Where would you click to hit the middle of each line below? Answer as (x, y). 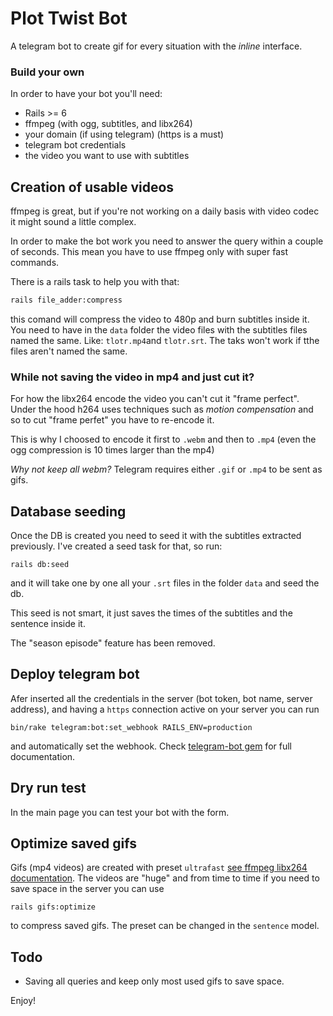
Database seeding (68, 511)
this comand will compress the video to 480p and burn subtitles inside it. (160, 319)
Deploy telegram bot (75, 674)
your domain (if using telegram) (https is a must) (124, 134)
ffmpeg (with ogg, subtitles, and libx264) (108, 124)
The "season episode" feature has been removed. (113, 643)
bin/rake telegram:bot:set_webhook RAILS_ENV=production (131, 727)
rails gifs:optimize (53, 907)
